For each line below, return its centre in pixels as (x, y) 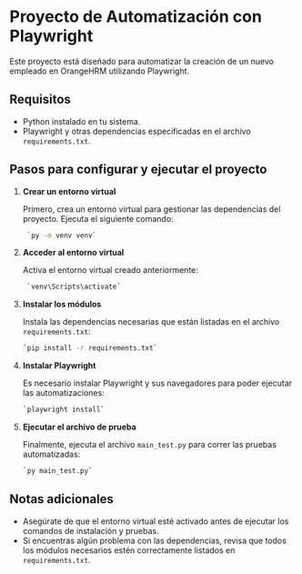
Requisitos (40, 100)
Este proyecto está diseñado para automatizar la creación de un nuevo (142, 61)
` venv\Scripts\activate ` (74, 287)
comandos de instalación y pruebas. (91, 530)
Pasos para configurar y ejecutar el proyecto (138, 170)
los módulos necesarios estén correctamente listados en (129, 550)
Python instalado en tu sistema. (81, 121)
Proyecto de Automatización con (136, 17)
